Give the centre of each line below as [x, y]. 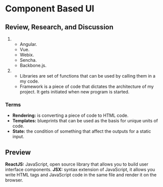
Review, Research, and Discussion [59, 27]
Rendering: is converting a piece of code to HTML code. [70, 115]
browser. [14, 180]
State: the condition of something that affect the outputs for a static [82, 131]
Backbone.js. [33, 65]
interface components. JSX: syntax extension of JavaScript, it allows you [80, 170]
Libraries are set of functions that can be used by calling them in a [87, 76]
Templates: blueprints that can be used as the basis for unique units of [85, 121]
